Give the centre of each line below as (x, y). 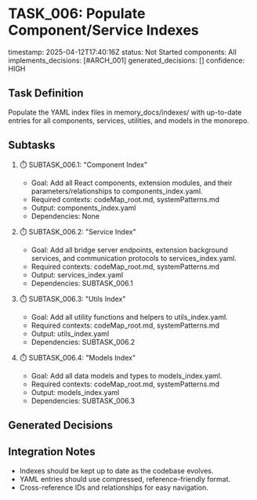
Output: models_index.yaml (75, 392)
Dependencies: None (65, 216)
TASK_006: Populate (77, 14)
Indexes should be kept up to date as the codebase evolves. (116, 470)
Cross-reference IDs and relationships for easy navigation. (114, 487)
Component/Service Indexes (104, 30)
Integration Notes (52, 452)
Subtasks (32, 145)
